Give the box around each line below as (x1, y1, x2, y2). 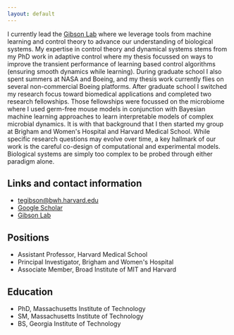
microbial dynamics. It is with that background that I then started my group (7, 119, 224, 128)
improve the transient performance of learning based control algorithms (7, 59, 216, 68)
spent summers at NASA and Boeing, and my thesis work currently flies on (7, 75, 224, 83)
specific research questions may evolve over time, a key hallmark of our (7, 135, 216, 143)
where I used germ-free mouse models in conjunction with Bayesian (7, 104, 206, 113)
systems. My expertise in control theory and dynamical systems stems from (7, 44, 228, 53)
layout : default (7, 10, 55, 18)
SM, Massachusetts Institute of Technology (17, 312, 144, 321)
